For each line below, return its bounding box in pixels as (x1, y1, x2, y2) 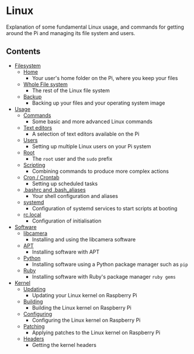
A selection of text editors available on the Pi (32, 130, 140, 137)
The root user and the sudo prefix (32, 155, 113, 162)
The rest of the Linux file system (32, 86, 110, 94)
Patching (23, 322, 45, 329)
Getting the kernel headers (32, 341, 96, 348)
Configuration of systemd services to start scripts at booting (32, 204, 178, 211)
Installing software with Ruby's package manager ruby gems (32, 273, 176, 280)
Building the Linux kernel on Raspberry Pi (32, 304, 131, 311)
